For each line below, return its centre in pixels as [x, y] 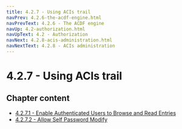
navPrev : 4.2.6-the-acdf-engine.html [54, 18]
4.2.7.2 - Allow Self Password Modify [61, 119]
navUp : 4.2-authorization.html [46, 29]
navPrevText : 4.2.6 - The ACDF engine [55, 23]
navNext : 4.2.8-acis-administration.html [59, 40]
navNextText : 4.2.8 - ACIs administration [61, 46]
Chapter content [38, 98]
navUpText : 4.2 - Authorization [47, 35]
